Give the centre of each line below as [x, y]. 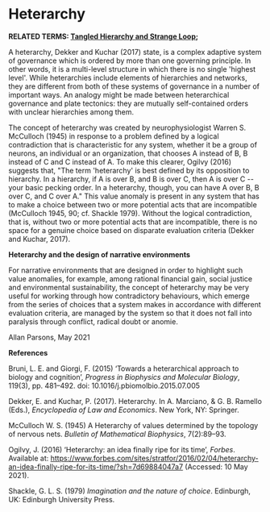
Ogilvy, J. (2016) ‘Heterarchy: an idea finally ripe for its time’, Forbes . [122, 449]
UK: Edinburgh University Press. [62, 499]
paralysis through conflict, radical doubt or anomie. [93, 321]
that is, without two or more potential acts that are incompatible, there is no [133, 222]
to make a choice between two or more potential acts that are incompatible [133, 204]
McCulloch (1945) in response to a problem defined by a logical [114, 136]
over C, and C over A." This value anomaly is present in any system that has [134, 196]
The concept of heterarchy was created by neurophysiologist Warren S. [127, 127]
